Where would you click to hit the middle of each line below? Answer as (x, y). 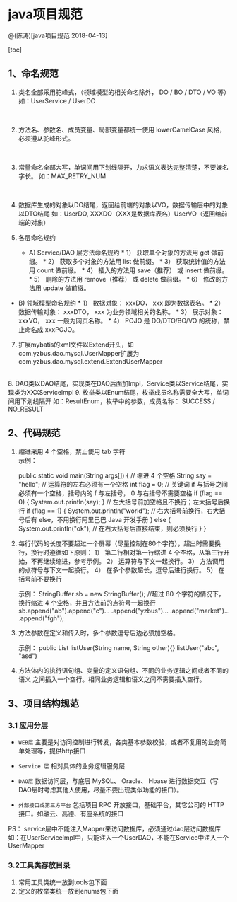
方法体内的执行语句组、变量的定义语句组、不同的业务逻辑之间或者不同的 (123, 670)
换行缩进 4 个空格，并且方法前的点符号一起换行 (87, 603)
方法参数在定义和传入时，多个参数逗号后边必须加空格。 (98, 632)
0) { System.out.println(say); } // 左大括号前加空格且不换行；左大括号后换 (124, 502)
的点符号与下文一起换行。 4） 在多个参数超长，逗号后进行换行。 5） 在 (121, 569)
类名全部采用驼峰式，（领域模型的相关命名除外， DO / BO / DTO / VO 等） (124, 92)
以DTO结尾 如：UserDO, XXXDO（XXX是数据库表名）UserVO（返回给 (120, 214)
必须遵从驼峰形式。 (46, 138)
